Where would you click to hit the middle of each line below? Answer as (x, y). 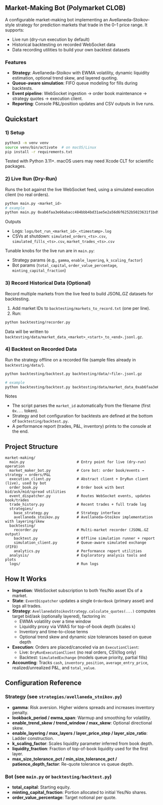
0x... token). (25, 411)
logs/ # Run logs (54, 564)
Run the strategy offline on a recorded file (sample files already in (70, 360)
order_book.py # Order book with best (67, 488)
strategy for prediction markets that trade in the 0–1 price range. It (82, 25)
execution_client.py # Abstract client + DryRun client (79, 479)
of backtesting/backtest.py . (41, 421)
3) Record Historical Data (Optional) (48, 283)
